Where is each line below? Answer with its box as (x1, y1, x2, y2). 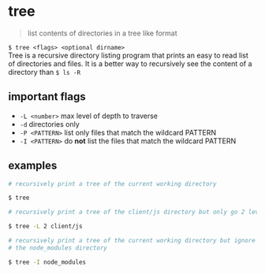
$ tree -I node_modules (8, 258, 87, 266)
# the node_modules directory (8, 243, 108, 252)
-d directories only (19, 119, 80, 128)
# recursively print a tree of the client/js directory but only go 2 (8, 208, 245, 217)
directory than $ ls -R (8, 67, 81, 76)
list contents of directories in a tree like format (27, 28, 177, 38)
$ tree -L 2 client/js (8, 223, 83, 231)
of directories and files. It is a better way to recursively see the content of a (8, 58, 252, 68)
